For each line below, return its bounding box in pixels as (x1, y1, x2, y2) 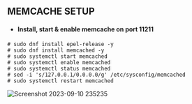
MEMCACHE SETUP (7, 6, 96, 17)
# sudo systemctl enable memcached (7, 59, 111, 66)
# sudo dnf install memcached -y (7, 47, 105, 54)
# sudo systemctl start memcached (7, 52, 108, 60)
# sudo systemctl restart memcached (7, 77, 114, 84)
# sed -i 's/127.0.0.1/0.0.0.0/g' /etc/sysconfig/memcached (7, 71, 186, 78)
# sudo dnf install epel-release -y (7, 40, 114, 47)
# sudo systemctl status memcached (7, 65, 111, 72)
